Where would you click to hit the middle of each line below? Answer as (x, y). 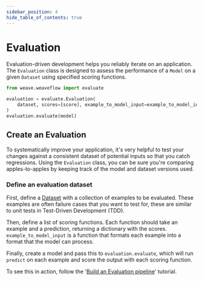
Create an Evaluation (46, 135)
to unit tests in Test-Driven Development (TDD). (66, 210)
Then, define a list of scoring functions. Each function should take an (92, 222)
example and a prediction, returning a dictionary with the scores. (87, 228)
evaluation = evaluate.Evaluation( (51, 99)
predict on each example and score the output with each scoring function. (99, 260)
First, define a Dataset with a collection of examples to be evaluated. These (100, 197)
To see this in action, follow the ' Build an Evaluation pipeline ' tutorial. (92, 271)
